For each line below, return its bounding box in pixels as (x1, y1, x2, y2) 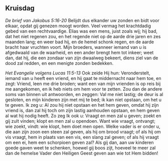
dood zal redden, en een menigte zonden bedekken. (5, 60, 114, 66)
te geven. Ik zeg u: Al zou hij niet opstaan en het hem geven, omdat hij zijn (5, 102, 159, 108)
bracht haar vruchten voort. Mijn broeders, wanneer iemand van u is (5, 44, 147, 50)
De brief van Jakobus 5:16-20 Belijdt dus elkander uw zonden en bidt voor (5, 17, 159, 23)
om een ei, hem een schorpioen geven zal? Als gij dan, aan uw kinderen (5, 139, 154, 145)
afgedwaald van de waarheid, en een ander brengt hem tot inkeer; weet (5, 49, 154, 55)
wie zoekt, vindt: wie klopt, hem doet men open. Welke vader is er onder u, (5, 123, 160, 129)
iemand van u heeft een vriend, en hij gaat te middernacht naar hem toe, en (5, 75, 161, 81)
